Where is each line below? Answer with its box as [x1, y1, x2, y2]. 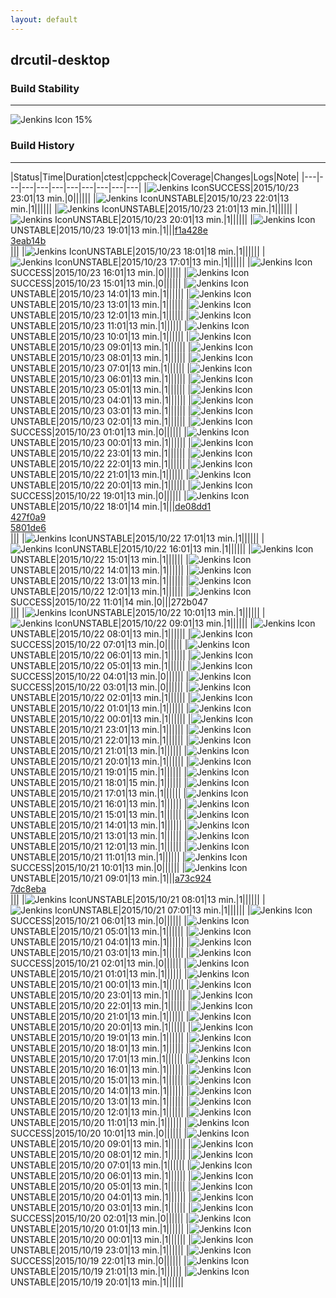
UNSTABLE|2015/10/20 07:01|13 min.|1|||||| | [10, 1159, 191, 1171]
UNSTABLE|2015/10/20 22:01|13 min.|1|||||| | [10, 999, 192, 1011]
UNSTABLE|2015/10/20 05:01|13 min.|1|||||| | [10, 1180, 192, 1192]
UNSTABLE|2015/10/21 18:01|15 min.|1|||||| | [10, 776, 188, 788]
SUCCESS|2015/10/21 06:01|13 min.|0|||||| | [10, 914, 188, 926]
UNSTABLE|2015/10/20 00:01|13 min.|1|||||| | [10, 1233, 192, 1245]
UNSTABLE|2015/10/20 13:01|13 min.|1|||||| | [10, 1095, 190, 1107]
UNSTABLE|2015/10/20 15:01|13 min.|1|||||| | [10, 1074, 190, 1086]
